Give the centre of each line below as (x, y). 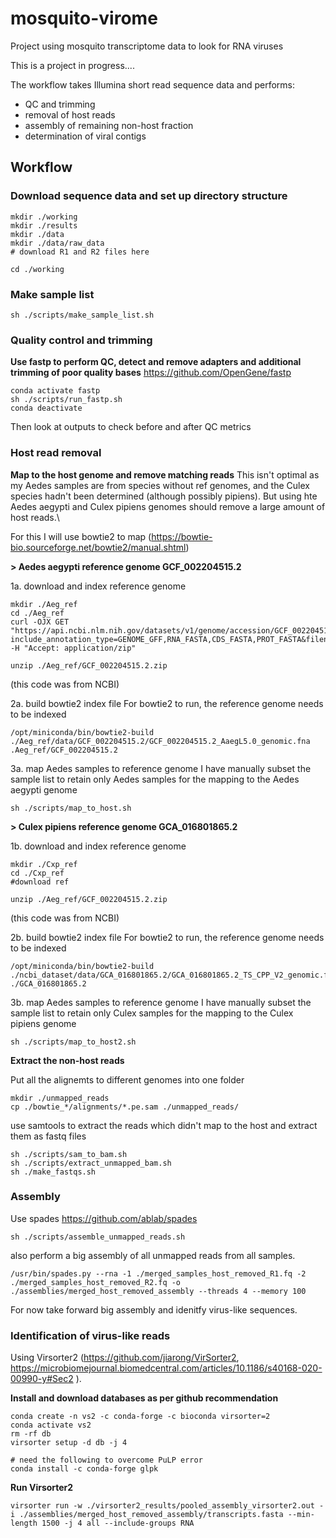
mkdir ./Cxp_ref (44, 864)
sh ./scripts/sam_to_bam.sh (69, 1154)
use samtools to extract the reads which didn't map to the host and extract (164, 1125)
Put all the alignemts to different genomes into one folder (127, 1079)
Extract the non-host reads (67, 1060)
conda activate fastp (55, 391)
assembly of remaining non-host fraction (109, 125)
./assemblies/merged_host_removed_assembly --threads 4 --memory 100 (158, 1291)
